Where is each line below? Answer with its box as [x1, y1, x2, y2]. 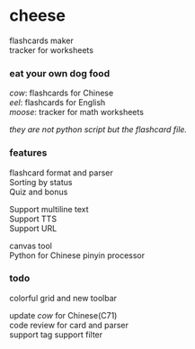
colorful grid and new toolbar [9, 292, 118, 303]
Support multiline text [9, 203, 89, 214]
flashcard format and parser [9, 167, 114, 178]
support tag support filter [9, 329, 103, 340]
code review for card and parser [9, 319, 129, 330]
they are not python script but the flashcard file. [9, 124, 187, 135]
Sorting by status [9, 176, 73, 187]
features [9, 147, 48, 159]
